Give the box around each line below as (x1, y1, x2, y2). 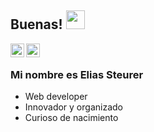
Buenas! (10, 16, 63, 33)
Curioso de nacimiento (24, 112, 119, 124)
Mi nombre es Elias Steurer (10, 67, 144, 81)
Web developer (24, 91, 88, 103)
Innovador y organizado (24, 101, 123, 113)
